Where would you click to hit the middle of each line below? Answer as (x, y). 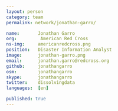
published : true (26, 99)
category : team (25, 17)
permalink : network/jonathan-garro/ (51, 22)
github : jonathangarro (39, 66)
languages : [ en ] (27, 88)
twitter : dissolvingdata (41, 83)
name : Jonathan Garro (41, 33)
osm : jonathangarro (39, 71)
